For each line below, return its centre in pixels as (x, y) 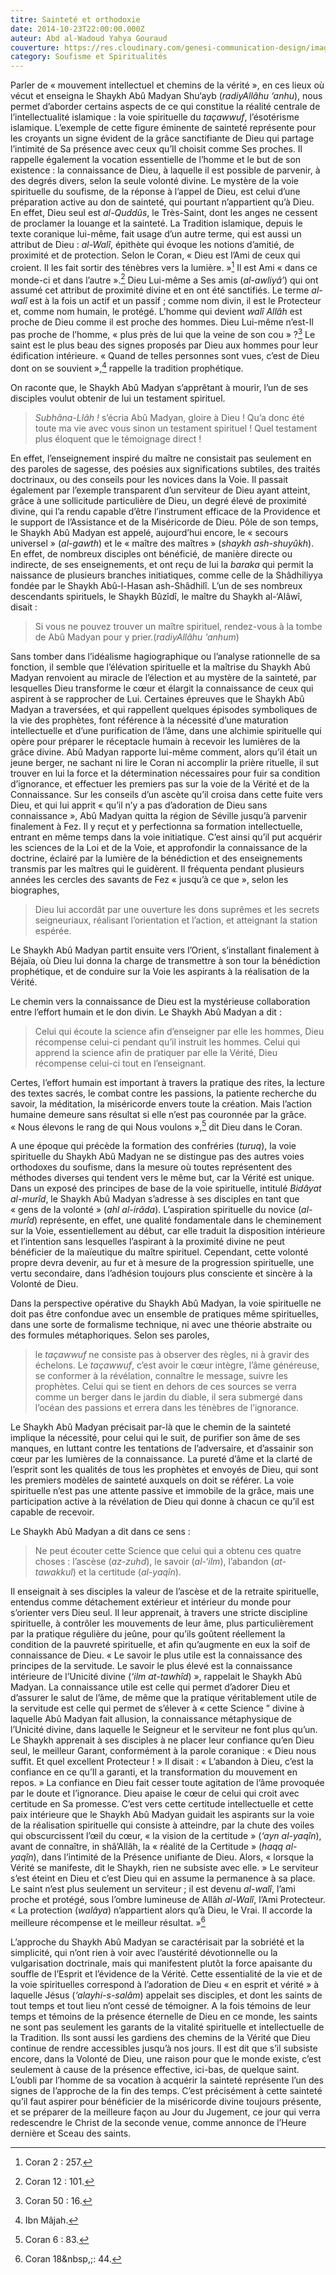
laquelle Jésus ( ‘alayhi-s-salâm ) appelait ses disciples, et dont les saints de (166, 1995)
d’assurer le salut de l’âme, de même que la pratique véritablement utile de (163, 1698)
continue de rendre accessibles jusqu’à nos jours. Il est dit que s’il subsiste (164, 2048)
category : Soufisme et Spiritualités (89, 57)
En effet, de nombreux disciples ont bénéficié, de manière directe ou (151, 553)
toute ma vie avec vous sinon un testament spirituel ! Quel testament (176, 428)
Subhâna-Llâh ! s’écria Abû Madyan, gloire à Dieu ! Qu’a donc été (169, 417)
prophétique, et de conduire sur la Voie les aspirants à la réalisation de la (160, 971)
